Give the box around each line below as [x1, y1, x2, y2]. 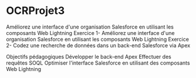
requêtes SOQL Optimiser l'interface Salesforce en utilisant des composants [6, 59, 190, 66]
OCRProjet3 [6, 4, 65, 17]
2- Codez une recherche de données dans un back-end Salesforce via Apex [6, 42, 191, 49]
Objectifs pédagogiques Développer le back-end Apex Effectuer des [6, 53, 171, 60]
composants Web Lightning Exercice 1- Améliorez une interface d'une [6, 29, 175, 36]
